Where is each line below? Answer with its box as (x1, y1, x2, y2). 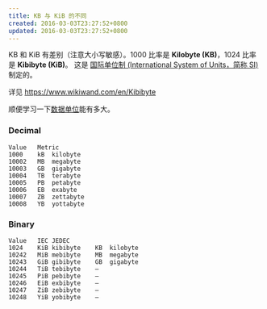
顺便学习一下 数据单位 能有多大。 (8, 104, 115, 114)
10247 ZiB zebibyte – (8, 286, 99, 294)
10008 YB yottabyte (8, 199, 85, 208)
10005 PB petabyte (8, 178, 81, 186)
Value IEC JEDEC (8, 236, 70, 244)
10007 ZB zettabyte (8, 193, 85, 201)
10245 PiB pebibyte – (8, 272, 99, 280)
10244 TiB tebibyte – (8, 265, 99, 273)
